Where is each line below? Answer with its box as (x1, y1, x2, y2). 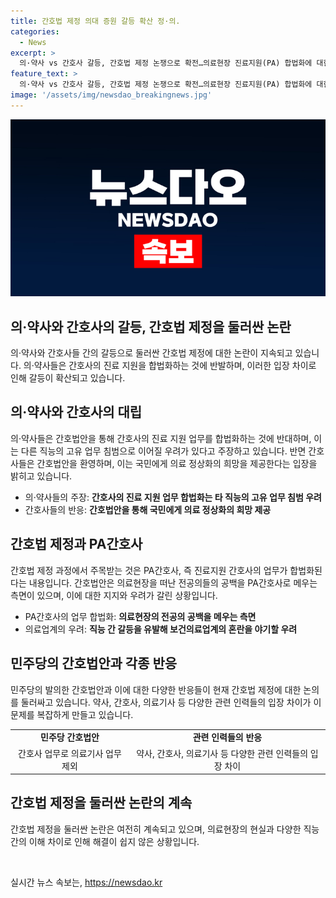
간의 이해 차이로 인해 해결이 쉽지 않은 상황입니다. (10, 835, 200, 847)
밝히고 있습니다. (10, 470, 73, 482)
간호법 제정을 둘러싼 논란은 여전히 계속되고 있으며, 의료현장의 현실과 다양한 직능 (10, 823, 320, 835)
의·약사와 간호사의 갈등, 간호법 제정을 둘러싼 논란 (10, 318, 292, 335)
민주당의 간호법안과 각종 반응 (10, 655, 178, 672)
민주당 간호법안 (40, 731, 100, 744)
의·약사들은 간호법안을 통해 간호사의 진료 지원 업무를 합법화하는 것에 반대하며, (10, 432, 312, 444)
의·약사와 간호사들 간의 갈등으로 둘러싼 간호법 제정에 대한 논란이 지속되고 (10, 347, 293, 359)
